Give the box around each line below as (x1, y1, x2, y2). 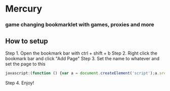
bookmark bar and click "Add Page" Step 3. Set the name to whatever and (5, 55, 159, 61)
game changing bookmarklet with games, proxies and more (5, 21, 154, 28)
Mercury (5, 3, 42, 15)
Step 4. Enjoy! (5, 79, 34, 86)
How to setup (5, 36, 48, 45)
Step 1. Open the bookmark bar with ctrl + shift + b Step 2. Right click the (5, 50, 158, 56)
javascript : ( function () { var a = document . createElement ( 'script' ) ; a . (5, 70, 159, 76)
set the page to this (5, 61, 46, 67)
